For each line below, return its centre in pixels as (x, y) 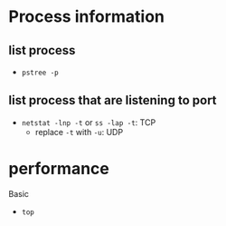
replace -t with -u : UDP (79, 132)
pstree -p (40, 73)
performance (59, 169)
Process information (86, 17)
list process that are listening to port (113, 100)
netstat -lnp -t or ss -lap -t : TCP (89, 122)
